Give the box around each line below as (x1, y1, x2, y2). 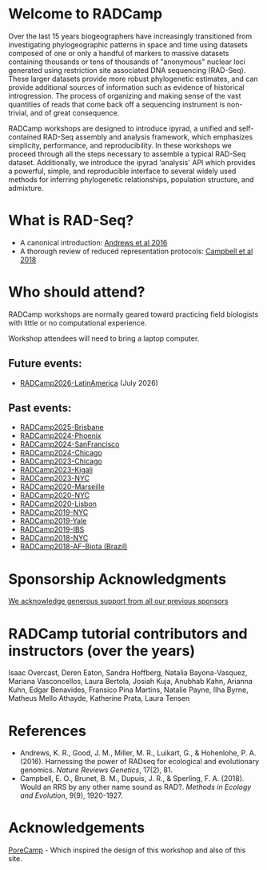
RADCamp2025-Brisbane (19, 423, 104, 432)
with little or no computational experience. (8, 318, 147, 327)
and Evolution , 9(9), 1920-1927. (19, 791, 123, 800)
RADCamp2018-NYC (19, 533, 89, 543)
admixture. (8, 183, 44, 192)
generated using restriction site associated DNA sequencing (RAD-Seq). (8, 65, 246, 75)
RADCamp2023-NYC (19, 474, 90, 484)
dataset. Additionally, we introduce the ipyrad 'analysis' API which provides (8, 157, 256, 167)
